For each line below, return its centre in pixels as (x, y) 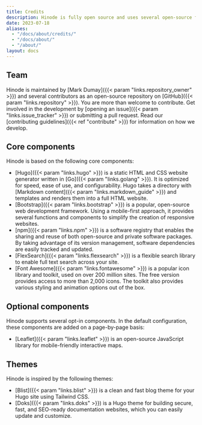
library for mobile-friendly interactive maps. (69, 345)
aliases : (17, 29)
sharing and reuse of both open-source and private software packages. (104, 237)
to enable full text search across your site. (67, 262)
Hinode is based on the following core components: (70, 161)
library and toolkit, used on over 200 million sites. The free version (97, 275)
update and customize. (43, 416)
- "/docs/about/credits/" (44, 34)
